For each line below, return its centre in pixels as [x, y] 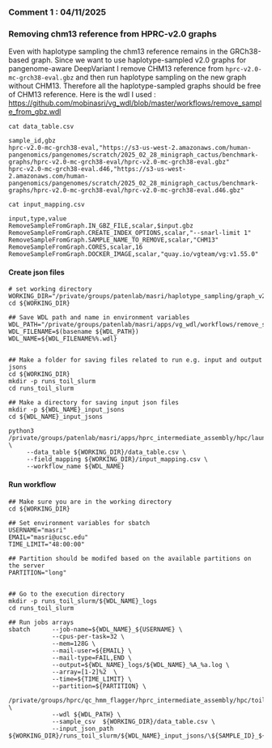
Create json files [36, 272]
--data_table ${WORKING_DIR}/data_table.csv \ [106, 452]
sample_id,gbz [32, 141]
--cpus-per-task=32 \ [88, 636]
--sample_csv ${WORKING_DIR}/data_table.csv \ [134, 721]
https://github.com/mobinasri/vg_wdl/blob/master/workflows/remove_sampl [135, 103]
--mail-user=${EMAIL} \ [91, 651]
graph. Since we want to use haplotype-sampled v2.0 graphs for [139, 60]
